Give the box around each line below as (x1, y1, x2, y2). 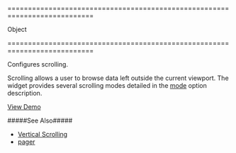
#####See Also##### (7, 116, 73, 125)
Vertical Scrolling (17, 130, 68, 138)
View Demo (7, 103, 41, 110)
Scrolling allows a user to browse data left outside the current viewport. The (7, 74, 229, 82)
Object (7, 25, 27, 33)
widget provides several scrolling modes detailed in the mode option (7, 81, 207, 89)
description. (7, 89, 43, 97)
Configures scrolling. (7, 60, 69, 68)
